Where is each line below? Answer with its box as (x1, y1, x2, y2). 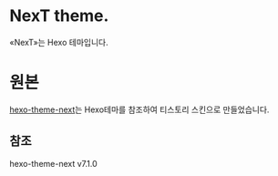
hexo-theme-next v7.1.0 (9, 158, 98, 169)
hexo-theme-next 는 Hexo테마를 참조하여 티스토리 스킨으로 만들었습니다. (9, 104, 270, 115)
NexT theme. (9, 5, 109, 26)
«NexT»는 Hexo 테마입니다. (9, 36, 108, 47)
